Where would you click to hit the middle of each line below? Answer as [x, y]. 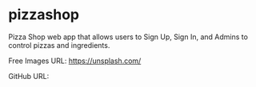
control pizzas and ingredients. [59, 45]
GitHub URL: [29, 76]
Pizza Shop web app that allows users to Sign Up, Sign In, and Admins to [128, 37]
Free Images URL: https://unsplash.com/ [75, 61]
